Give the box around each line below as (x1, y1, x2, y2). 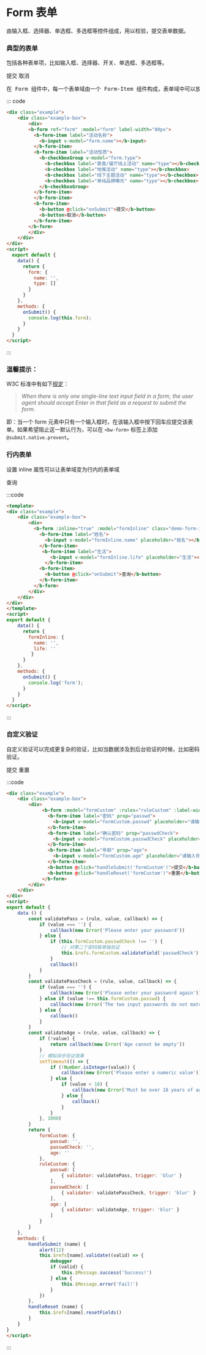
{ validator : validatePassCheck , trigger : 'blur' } (61, 1189, 196, 1196)
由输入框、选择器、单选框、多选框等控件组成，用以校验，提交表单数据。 (6, 27, 189, 34)
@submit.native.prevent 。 (6, 433, 72, 441)
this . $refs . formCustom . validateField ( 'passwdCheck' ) (61, 950, 199, 956)
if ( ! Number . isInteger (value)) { (50, 1064, 136, 1070)
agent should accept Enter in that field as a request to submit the (21, 399, 187, 406)
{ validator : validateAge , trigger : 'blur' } (61, 1207, 180, 1213)
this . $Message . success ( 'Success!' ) (61, 1270, 152, 1276)
